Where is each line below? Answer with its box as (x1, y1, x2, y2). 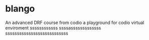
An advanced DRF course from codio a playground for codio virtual (5, 19, 144, 25)
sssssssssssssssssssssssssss (5, 30, 68, 36)
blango (5, 3, 35, 14)
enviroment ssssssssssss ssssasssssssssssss (5, 24, 102, 30)
